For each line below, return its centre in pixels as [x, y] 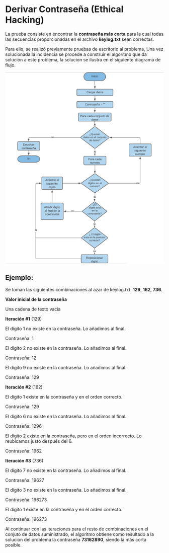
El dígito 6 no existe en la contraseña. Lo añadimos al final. [66, 417]
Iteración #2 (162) [24, 387]
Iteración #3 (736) [24, 461]
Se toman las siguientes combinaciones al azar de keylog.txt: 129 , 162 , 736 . [84, 290]
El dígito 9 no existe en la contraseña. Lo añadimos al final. [66, 368]
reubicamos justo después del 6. [39, 441]
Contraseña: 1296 [23, 426]
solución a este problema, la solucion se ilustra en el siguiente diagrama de [83, 59]
